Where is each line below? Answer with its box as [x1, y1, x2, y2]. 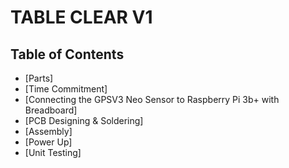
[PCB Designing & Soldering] [24, 115, 144, 126]
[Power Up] [24, 136, 73, 148]
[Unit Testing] [24, 147, 82, 158]
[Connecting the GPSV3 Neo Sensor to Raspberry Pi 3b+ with [24, 94, 280, 105]
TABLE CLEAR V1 [10, 6, 153, 29]
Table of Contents [10, 46, 125, 63]
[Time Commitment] [24, 83, 108, 95]
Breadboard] [24, 104, 78, 116]
